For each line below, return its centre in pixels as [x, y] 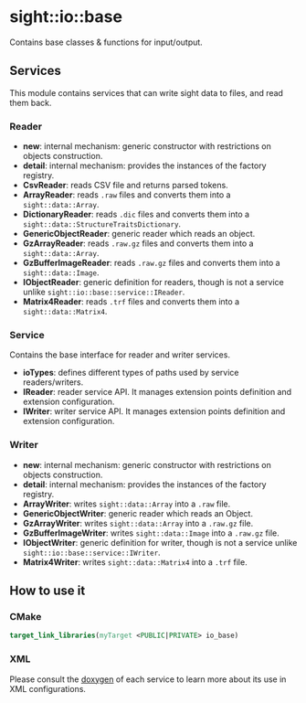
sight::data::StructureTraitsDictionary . [101, 224]
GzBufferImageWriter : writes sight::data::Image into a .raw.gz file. [151, 533]
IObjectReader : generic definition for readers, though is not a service [153, 282]
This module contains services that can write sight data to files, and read [146, 92]
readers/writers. [53, 382]
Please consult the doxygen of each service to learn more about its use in [148, 679]
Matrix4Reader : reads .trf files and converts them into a [131, 302]
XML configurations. [48, 688]
